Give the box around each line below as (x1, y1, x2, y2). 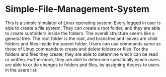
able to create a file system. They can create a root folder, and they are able (5, 25, 161, 31)
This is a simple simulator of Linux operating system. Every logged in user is (5, 20, 161, 26)
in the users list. (5, 67, 38, 73)
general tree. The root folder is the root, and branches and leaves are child (5, 36, 158, 41)
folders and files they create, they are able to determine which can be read (5, 51, 158, 57)
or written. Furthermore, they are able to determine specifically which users (5, 56, 160, 62)
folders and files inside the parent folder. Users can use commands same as (5, 40, 161, 46)
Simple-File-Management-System (5, 3, 150, 15)
